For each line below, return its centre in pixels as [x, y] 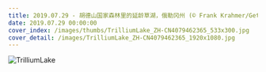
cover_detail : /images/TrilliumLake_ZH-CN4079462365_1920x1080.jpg [122, 38]
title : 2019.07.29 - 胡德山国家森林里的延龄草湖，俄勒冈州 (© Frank [113, 15]
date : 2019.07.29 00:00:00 [53, 23]
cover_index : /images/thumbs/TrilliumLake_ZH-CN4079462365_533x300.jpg [129, 30]
